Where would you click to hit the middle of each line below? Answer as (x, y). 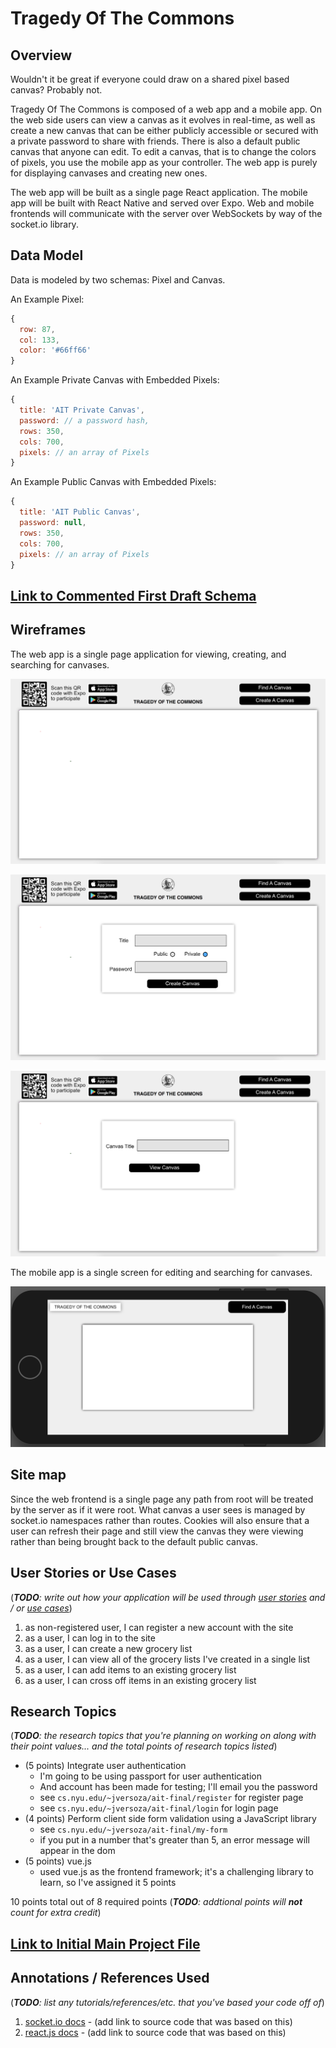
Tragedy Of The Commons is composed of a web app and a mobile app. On (166, 109)
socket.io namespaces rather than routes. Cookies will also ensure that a (160, 1520)
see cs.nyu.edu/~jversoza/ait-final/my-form (133, 1829)
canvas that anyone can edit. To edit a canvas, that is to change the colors (163, 151)
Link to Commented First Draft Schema (133, 595)
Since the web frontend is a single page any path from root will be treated (162, 1499)
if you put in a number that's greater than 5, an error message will (174, 1840)
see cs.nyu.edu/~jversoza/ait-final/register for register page (171, 1798)
